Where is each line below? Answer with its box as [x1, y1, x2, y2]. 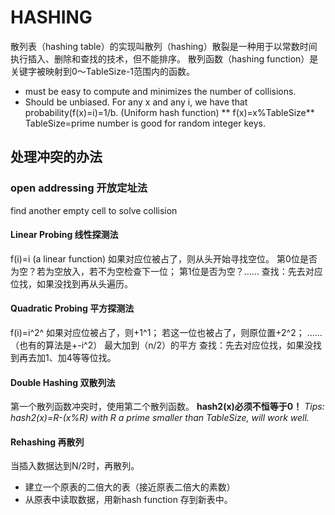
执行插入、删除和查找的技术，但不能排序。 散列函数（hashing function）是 [10, 52, 319, 65]
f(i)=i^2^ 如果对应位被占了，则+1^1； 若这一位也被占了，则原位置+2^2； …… [10, 327, 323, 339]
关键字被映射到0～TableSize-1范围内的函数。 [10, 65, 196, 77]
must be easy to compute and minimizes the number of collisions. [24, 85, 297, 97]
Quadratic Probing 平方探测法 [10, 302, 135, 315]
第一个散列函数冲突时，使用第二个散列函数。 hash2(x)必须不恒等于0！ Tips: [10, 401, 325, 413]
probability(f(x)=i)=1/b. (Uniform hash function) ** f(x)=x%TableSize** [24, 106, 315, 118]
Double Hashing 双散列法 [10, 376, 116, 388]
